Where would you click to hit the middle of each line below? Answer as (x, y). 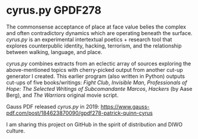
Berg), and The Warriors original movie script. (62, 95)
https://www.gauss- (125, 106)
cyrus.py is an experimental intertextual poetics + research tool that (89, 39)
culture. (16, 131)
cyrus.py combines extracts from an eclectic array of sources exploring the (99, 64)
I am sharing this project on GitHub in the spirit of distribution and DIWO (95, 124)
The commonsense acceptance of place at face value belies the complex (96, 27)
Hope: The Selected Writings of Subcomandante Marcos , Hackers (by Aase (99, 89)
